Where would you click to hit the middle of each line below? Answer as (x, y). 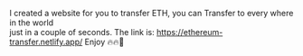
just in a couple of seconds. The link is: (82, 32)
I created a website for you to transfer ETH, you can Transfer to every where (151, 13)
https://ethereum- (190, 32)
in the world (32, 23)
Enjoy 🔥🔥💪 (104, 42)
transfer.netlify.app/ (46, 42)
